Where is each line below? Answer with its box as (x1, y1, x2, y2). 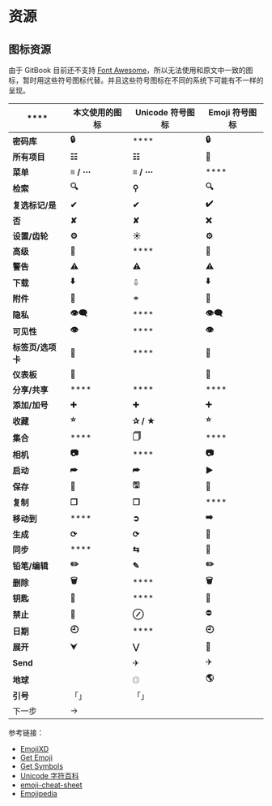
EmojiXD (19, 744, 49, 753)
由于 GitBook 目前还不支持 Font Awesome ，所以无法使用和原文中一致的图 (8, 66, 253, 75)
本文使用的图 (72, 107, 122, 118)
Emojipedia (19, 789, 58, 798)
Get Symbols (19, 761, 63, 771)
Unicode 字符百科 (19, 771, 79, 780)
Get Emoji (19, 752, 53, 762)
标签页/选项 (12, 342, 57, 353)
